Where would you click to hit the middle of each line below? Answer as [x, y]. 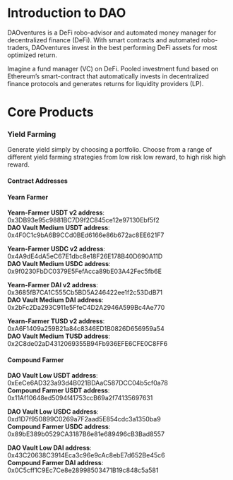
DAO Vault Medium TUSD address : [59, 336]
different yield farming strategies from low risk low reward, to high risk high [116, 157]
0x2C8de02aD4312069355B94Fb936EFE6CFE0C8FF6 [88, 344]
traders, [19, 47]
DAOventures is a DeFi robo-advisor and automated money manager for [112, 32]
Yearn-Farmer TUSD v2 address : [56, 321]
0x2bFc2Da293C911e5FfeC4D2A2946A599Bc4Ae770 [86, 308]
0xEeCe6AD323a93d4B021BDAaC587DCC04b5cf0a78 [88, 383]
